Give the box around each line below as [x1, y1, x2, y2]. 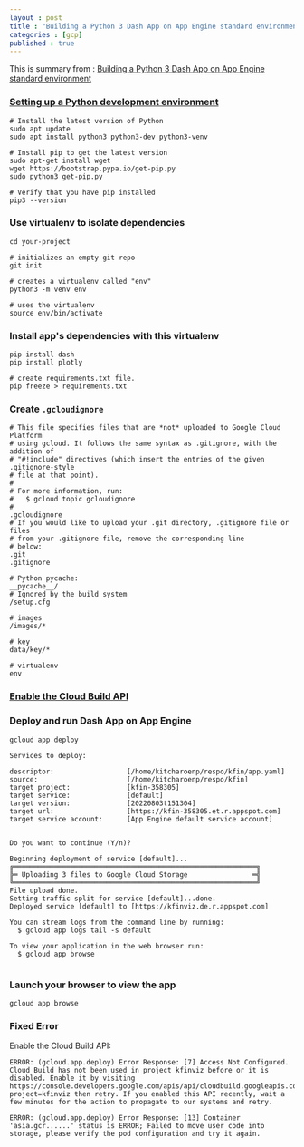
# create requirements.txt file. [9, 374, 136, 384]
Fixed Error [9, 1019, 59, 1032]
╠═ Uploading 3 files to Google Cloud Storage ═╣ [9, 870, 261, 880]
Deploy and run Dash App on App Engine [9, 714, 192, 727]
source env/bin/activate [9, 308, 103, 317]
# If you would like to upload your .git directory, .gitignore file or [9, 519, 290, 528]
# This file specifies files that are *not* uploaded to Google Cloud [9, 423, 281, 433]
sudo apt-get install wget [9, 156, 111, 165]
